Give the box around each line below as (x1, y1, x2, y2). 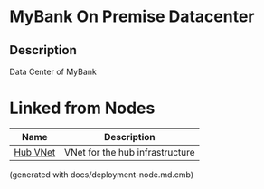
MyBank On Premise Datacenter (9, 6, 255, 27)
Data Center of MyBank (9, 66, 98, 77)
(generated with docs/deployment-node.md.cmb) (9, 169, 194, 180)
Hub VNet (14, 146, 56, 158)
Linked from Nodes (9, 98, 156, 118)
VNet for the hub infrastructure (64, 146, 196, 158)
